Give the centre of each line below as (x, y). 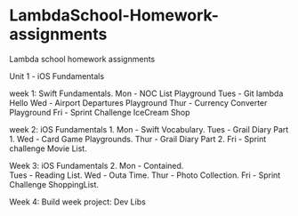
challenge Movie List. (48, 148)
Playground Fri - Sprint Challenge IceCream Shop (100, 112)
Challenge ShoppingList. (54, 184)
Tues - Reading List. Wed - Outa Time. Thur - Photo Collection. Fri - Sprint (145, 175)
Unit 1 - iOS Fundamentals (57, 76)
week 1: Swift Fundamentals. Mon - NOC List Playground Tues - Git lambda (146, 93)
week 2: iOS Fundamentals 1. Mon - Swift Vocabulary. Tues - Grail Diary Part (149, 129)
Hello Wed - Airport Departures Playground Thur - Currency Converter (138, 102)
